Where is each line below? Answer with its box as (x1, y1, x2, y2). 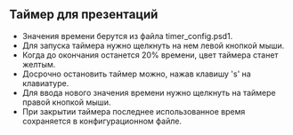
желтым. (21, 59, 56, 69)
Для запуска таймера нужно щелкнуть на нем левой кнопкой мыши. (21, 40, 285, 51)
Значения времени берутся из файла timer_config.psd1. (21, 30, 233, 41)
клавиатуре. (21, 77, 69, 88)
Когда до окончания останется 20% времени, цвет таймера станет (21, 49, 279, 60)
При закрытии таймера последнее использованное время (21, 106, 246, 116)
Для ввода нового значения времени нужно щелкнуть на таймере (21, 87, 276, 98)
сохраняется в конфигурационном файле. (21, 115, 183, 126)
